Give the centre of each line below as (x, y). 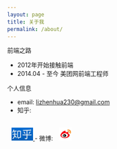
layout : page (26, 14)
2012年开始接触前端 (45, 65)
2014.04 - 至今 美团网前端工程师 (63, 74)
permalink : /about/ (35, 29)
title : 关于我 (26, 22)
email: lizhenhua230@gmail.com (63, 102)
